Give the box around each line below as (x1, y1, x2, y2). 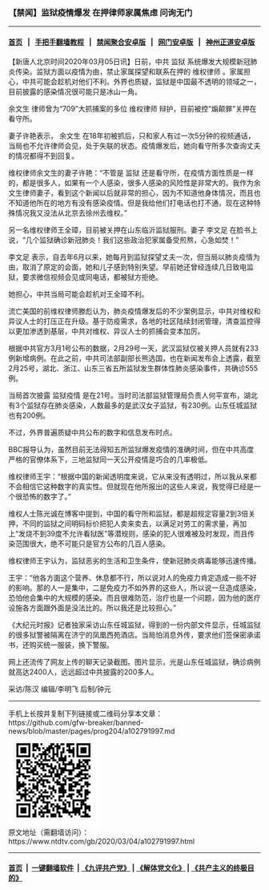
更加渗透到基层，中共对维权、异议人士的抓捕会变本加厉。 (14, 326, 205, 336)
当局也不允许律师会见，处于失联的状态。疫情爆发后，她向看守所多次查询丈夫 (8, 140, 261, 150)
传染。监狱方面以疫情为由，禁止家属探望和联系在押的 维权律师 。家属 (14, 67, 244, 76)
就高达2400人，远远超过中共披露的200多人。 (8, 667, 159, 677)
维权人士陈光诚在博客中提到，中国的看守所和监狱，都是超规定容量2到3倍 (8, 508, 249, 518)
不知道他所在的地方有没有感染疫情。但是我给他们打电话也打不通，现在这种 (8, 198, 254, 208)
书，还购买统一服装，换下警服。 (8, 640, 114, 649)
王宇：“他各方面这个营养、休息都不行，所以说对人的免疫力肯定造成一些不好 (8, 572, 258, 582)
